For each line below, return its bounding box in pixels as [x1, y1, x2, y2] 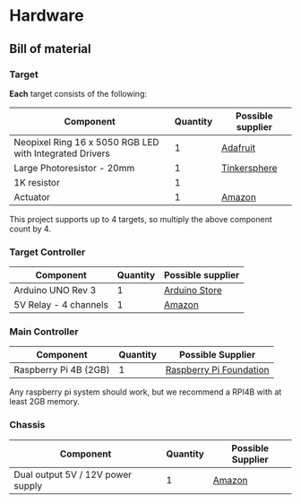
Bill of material [9, 41, 91, 56]
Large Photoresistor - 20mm [13, 161, 135, 174]
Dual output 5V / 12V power [13, 468, 133, 481]
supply [13, 479, 43, 491]
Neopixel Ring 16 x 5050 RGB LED [13, 135, 159, 148]
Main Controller [9, 326, 79, 338]
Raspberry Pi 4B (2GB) [13, 364, 110, 377]
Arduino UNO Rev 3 [13, 284, 97, 297]
